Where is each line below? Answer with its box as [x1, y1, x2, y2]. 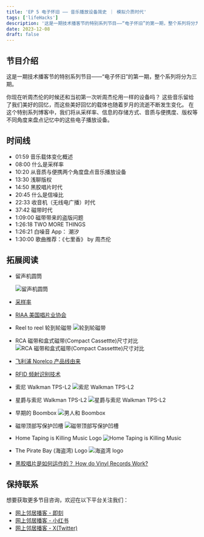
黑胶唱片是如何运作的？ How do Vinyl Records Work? [15, 460, 149, 467]
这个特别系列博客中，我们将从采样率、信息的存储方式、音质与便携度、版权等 [6, 108, 198, 116]
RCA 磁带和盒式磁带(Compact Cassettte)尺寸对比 [15, 337, 138, 344]
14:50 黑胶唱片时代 [15, 183, 63, 190]
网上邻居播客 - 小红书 [15, 517, 69, 524]
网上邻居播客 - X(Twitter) [15, 524, 78, 532]
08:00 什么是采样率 [15, 161, 64, 168]
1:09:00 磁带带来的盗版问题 [15, 213, 84, 221]
